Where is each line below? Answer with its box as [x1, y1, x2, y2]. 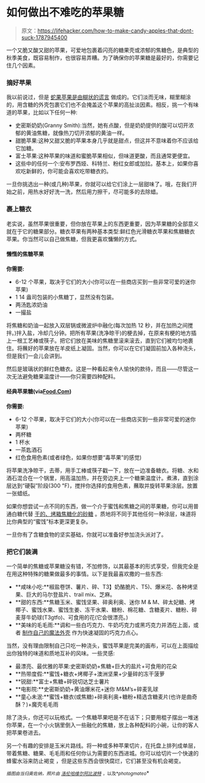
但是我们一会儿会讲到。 [6, 352, 65, 359]
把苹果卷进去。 [6, 729, 44, 737]
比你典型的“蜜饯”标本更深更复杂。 [6, 517, 92, 525]
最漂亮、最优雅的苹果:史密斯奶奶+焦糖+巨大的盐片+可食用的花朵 [15, 663, 178, 670]
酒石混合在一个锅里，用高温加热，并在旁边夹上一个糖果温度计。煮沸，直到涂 [6, 474, 199, 481]
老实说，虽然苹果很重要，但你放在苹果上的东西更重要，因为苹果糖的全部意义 [6, 220, 199, 227]
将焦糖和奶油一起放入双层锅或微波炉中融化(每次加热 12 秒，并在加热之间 [6, 321, 188, 329]
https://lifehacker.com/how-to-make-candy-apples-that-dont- [37, 27, 194, 34]
